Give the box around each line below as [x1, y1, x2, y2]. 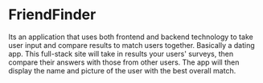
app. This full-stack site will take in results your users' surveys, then [8, 49, 234, 58]
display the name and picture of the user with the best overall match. [8, 65, 236, 75]
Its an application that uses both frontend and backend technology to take [8, 32, 253, 41]
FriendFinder [8, 6, 97, 24]
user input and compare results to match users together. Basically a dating [8, 40, 255, 49]
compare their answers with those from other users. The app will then [8, 57, 240, 67]
